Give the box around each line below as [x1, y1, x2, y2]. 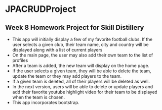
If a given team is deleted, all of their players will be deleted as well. [12, 78, 150, 84]
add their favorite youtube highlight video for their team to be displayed [12, 89, 158, 95]
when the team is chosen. [12, 94, 65, 100]
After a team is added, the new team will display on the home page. [12, 63, 150, 68]
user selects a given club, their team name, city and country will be [12, 42, 149, 48]
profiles [12, 57, 28, 63]
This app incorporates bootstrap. [12, 100, 80, 105]
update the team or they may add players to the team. [12, 73, 122, 79]
